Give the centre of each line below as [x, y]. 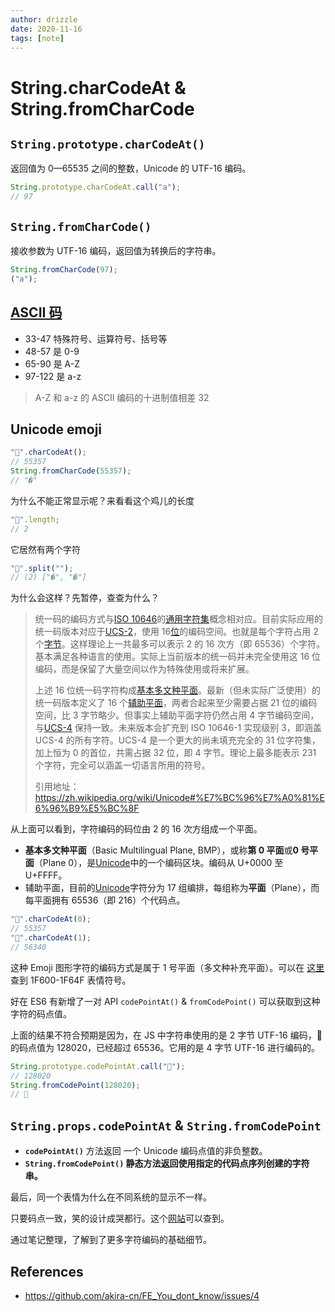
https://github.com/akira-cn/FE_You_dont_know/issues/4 [142, 1295]
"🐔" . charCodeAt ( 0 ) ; [51, 919]
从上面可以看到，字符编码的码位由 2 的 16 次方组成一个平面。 [136, 829]
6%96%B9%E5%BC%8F [87, 808]
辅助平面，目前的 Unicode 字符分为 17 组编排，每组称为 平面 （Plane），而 [172, 888]
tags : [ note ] [37, 38]
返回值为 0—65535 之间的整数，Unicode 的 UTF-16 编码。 [131, 168]
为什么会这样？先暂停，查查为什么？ [85, 598]
